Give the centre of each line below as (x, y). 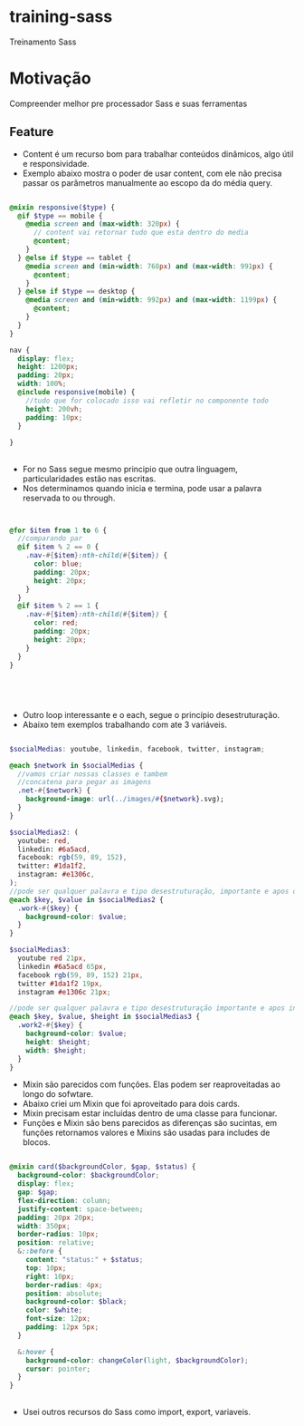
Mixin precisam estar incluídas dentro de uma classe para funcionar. (150, 1113)
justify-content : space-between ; (81, 1209)
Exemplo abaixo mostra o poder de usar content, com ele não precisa (152, 173)
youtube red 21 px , (52, 958)
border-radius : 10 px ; (58, 1235)
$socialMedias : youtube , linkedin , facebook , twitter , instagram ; (137, 749)
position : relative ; (56, 1243)
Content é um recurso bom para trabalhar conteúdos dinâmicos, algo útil (158, 154)
